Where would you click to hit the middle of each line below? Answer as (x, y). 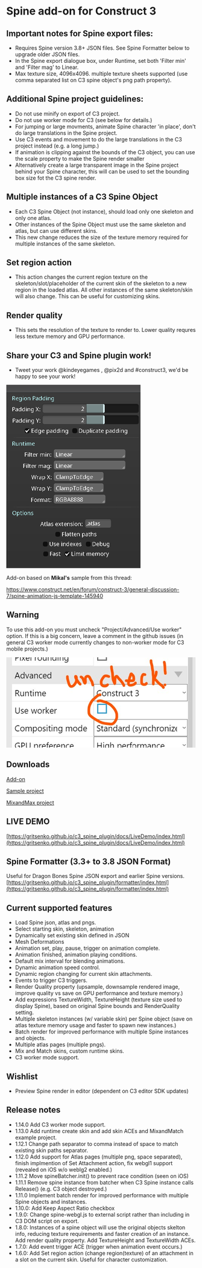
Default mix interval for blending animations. (70, 961)
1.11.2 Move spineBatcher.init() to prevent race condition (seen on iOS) (102, 1176)
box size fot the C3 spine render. (55, 178)
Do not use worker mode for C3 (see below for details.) (84, 120)
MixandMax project (30, 802)
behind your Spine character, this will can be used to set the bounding (102, 171)
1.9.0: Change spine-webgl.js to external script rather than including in (102, 1214)
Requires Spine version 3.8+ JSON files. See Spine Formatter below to (102, 48)
